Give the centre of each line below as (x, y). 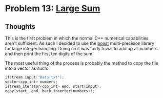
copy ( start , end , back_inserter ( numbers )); (50, 91)
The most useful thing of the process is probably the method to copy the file (82, 63)
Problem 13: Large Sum (53, 9)
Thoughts (20, 27)
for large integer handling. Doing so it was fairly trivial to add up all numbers (81, 49)
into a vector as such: (27, 68)
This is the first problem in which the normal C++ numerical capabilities (77, 38)
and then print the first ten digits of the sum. (49, 54)
